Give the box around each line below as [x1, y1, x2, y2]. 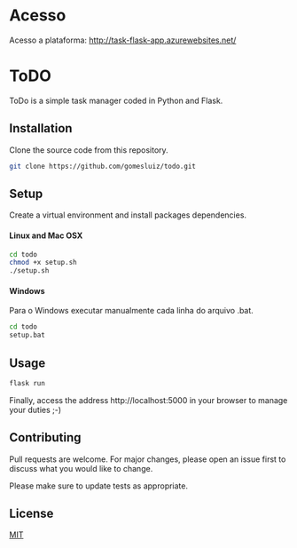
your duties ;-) [9, 404, 62, 415]
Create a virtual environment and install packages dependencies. [9, 210, 246, 220]
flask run [9, 378, 46, 387]
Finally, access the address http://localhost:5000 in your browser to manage [9, 394, 288, 405]
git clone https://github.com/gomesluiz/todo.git [9, 162, 197, 171]
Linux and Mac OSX [9, 230, 83, 241]
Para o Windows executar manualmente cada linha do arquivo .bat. [9, 306, 254, 316]
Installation [9, 121, 73, 136]
